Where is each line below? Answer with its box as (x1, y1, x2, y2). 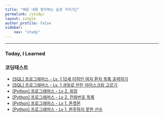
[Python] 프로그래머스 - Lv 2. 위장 (12, 88, 78, 94)
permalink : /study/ (5, 12, 45, 17)
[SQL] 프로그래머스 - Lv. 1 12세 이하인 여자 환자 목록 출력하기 (12, 76, 128, 82)
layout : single (5, 16, 36, 21)
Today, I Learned (5, 50, 45, 57)
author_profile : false (5, 20, 51, 26)
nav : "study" (14, 30, 41, 34)
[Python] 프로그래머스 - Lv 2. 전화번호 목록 (12, 94, 95, 100)
